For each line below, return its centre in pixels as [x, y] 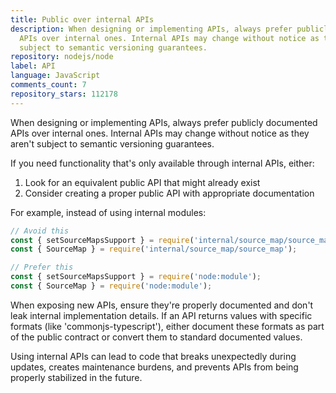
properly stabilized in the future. [76, 377]
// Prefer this [42, 267]
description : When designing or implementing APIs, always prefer [151, 29]
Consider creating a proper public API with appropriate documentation [169, 193]
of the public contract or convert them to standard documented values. [156, 337]
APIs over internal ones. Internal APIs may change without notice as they [160, 133]
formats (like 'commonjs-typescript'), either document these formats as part [167, 326]
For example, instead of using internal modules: [108, 212]
